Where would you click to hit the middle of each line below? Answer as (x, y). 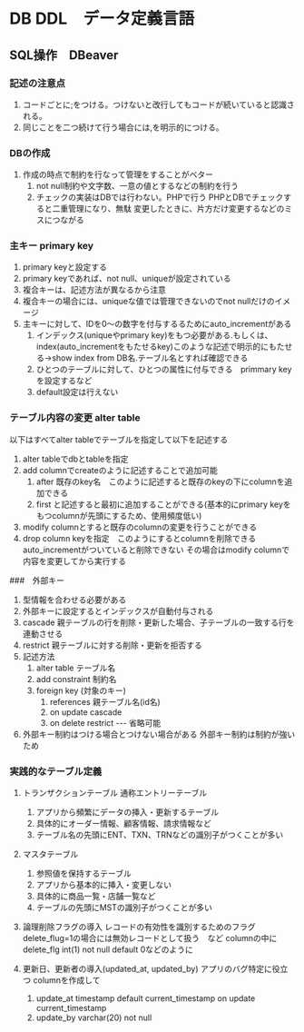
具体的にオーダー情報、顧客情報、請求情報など (123, 824)
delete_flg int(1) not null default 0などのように (108, 949)
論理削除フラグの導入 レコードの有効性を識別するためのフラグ (139, 927)
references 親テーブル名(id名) (105, 701)
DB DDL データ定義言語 (102, 19)
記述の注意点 (38, 83)
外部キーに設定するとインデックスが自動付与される (118, 610)
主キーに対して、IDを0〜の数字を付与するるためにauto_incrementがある (157, 324)
